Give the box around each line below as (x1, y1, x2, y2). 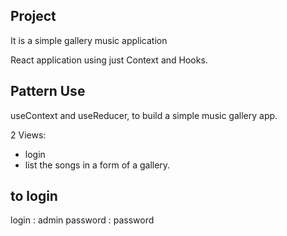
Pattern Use (10, 83, 86, 100)
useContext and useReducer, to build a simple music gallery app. (10, 109, 278, 121)
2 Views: (10, 129, 47, 141)
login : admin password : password (10, 214, 155, 226)
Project (10, 8, 57, 25)
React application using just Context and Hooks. (10, 54, 208, 66)
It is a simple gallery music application (10, 34, 168, 46)
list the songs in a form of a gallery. (24, 159, 171, 171)
